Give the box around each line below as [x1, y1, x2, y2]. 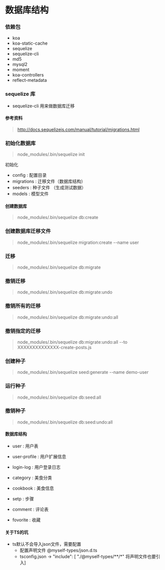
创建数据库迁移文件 [5, 228, 51, 235]
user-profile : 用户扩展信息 [12, 454, 66, 460]
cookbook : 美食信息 [12, 485, 55, 492]
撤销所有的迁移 [5, 302, 41, 309]
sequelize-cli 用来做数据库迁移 [12, 103, 75, 109]
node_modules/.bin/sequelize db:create [17, 214, 99, 220]
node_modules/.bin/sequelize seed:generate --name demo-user [17, 369, 149, 375]
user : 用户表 [12, 443, 39, 449]
